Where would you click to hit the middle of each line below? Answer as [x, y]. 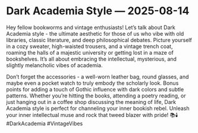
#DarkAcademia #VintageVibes [45, 123]
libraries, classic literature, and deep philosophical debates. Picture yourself [99, 40]
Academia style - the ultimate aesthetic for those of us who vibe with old [95, 33]
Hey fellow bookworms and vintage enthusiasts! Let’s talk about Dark [91, 27]
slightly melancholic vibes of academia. [54, 65]
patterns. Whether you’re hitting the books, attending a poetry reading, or [96, 96]
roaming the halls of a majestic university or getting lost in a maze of [90, 52]
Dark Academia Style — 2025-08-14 [98, 11]
